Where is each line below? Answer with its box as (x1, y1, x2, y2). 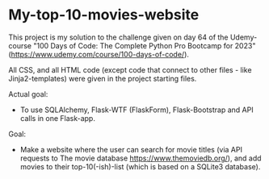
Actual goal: (8, 89, 48, 98)
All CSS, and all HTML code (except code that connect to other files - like (8, 65, 252, 74)
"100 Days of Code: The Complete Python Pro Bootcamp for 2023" (33, 40, 256, 50)
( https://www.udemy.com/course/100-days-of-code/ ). (8, 49, 190, 59)
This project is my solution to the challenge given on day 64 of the (8, 32, 229, 42)
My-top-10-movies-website (8, 6, 200, 24)
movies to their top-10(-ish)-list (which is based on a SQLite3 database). (19, 161, 261, 171)
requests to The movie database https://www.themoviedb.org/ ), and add (19, 153, 262, 163)
